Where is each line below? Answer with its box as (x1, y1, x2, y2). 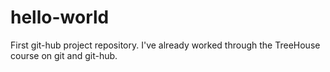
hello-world (10, 6, 110, 29)
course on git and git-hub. (10, 49, 118, 61)
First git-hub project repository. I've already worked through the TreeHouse (10, 39, 321, 51)
